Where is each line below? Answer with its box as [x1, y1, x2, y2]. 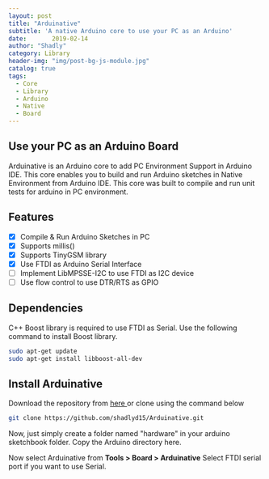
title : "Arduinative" [8, 19, 82, 28]
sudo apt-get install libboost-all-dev [8, 354, 143, 362]
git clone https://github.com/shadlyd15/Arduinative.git [8, 414, 204, 422]
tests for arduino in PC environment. [8, 187, 129, 197]
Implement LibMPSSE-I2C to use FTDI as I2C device [19, 268, 195, 278]
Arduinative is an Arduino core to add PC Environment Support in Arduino [8, 161, 253, 171]
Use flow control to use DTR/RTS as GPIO [19, 277, 159, 287]
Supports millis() [19, 240, 75, 251]
